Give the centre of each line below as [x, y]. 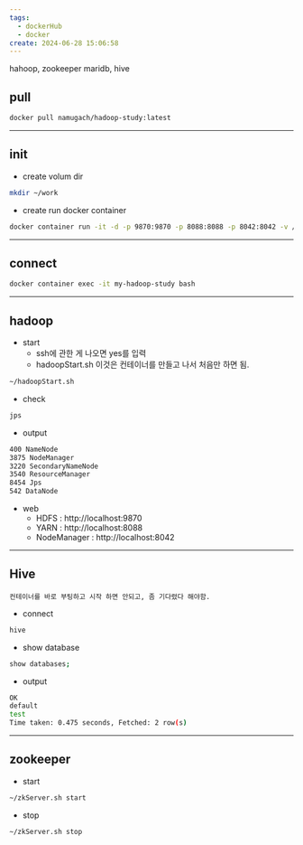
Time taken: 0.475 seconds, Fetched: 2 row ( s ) [98, 723]
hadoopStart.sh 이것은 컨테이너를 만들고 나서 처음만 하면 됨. [142, 364]
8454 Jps [26, 483]
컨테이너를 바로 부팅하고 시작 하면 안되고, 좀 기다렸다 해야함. [110, 596]
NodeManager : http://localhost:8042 [105, 537]
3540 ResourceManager [50, 474]
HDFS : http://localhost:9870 [89, 518]
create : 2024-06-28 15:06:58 [64, 43]
